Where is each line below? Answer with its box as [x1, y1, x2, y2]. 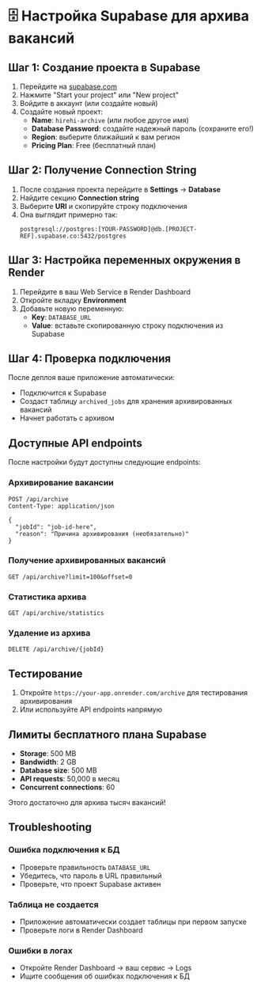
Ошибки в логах [8, 944, 73, 956]
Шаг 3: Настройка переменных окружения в [8, 253, 241, 267]
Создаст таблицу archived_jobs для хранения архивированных [19, 397, 233, 406]
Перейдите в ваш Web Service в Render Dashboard [19, 287, 191, 296]
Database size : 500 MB [19, 766, 97, 775]
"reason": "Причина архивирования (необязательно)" [15, 530, 190, 538]
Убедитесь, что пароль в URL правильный [19, 871, 162, 880]
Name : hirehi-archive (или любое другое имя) [31, 116, 190, 124]
